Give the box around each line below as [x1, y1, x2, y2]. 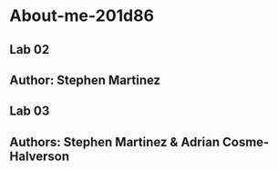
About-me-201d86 [9, 5, 155, 26]
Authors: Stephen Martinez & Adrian [9, 134, 221, 150]
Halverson [9, 148, 70, 164]
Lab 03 [9, 104, 50, 119]
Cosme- [221, 134, 270, 150]
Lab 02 [9, 42, 50, 57]
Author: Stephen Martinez [9, 72, 161, 87]
